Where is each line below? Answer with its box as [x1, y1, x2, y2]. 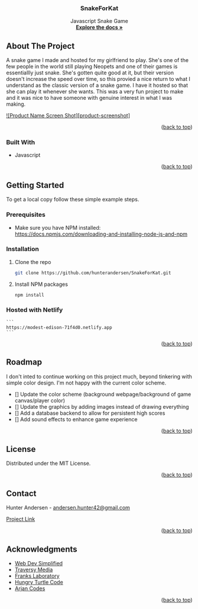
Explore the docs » [76, 24, 123, 31]
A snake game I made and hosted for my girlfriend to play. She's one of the [6, 57, 189, 64]
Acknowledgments [6, 544, 78, 554]
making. [6, 100, 26, 108]
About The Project [6, 41, 75, 51]
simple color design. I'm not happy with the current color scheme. [6, 379, 167, 386]
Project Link [6, 516, 35, 523]
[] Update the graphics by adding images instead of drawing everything [14, 403, 189, 410]
